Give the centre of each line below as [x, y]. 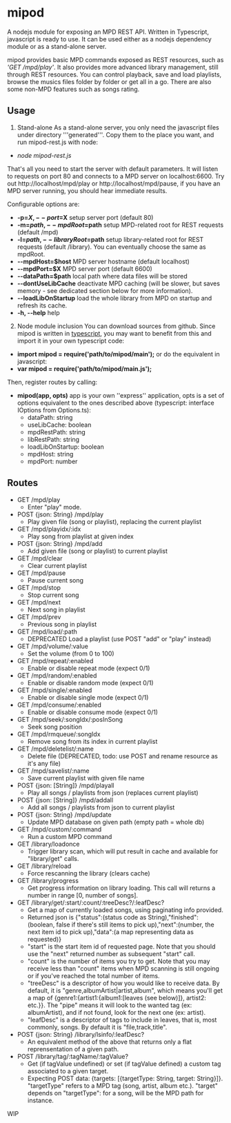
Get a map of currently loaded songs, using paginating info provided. [125, 910]
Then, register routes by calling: [52, 382]
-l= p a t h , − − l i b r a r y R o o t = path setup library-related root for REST [110, 239]
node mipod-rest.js [44, 155]
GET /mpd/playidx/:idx [49, 529]
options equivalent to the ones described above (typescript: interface [116, 403]
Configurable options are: [43, 204]
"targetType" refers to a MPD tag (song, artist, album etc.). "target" [123, 1085]
